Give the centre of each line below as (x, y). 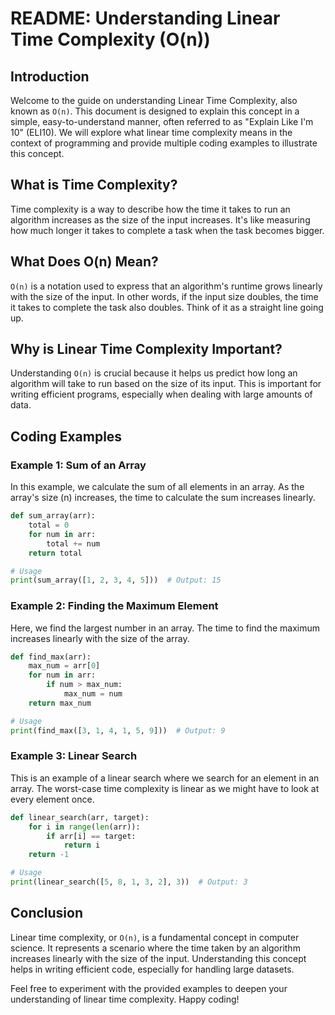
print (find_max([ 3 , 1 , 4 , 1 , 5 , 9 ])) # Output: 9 (118, 730)
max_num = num (93, 694)
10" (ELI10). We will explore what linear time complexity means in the (151, 132)
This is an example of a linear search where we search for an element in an (165, 778)
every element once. (52, 799)
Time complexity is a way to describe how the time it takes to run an (150, 209)
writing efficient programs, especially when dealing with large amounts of (161, 394)
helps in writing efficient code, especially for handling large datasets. (152, 969)
